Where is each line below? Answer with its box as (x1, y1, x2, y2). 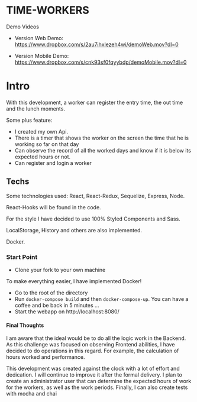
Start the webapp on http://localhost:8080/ (14, 308, 120, 315)
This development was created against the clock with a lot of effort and (6, 365, 180, 372)
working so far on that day (14, 140, 79, 148)
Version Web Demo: (14, 34, 64, 41)
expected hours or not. (14, 153, 71, 160)
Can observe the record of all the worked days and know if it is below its (14, 147, 191, 154)
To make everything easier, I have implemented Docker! (6, 277, 142, 284)
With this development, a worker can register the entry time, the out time (6, 99, 183, 106)
